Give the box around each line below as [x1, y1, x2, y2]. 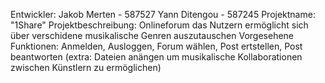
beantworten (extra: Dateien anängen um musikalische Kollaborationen [10, 51, 303, 63]
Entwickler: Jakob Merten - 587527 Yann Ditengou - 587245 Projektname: [10, 9, 316, 20]
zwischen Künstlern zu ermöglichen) [10, 62, 162, 73]
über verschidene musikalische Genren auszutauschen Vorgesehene [10, 30, 295, 41]
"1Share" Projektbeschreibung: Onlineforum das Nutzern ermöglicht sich [10, 19, 309, 31]
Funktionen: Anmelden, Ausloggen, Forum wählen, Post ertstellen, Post [10, 40, 303, 52]
